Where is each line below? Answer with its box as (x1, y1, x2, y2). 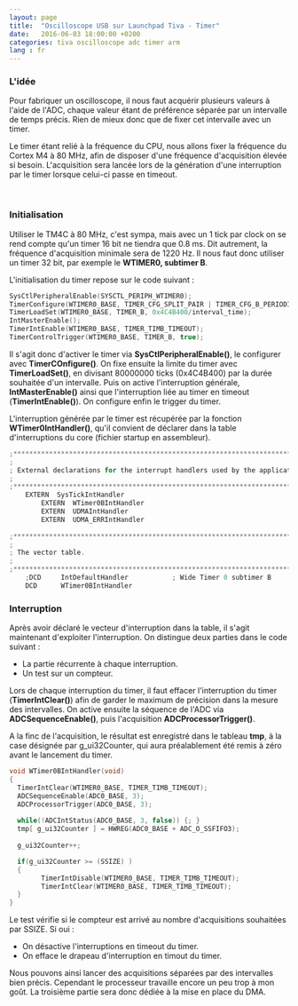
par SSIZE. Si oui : (9, 924, 75, 935)
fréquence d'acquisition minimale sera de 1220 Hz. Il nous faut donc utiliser (9, 248, 285, 258)
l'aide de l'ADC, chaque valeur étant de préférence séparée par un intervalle (9, 105, 287, 115)
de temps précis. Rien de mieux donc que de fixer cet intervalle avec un (9, 115, 272, 125)
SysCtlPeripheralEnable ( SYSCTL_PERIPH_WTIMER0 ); (9, 291, 192, 300)
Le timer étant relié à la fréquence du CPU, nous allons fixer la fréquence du (9, 141, 286, 152)
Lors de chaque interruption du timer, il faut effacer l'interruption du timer (9, 685, 278, 696)
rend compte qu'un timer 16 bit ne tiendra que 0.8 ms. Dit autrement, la (9, 238, 268, 249)
